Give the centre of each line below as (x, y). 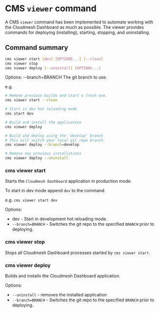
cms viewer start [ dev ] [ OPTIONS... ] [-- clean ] (54, 59)
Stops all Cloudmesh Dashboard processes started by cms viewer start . (78, 253)
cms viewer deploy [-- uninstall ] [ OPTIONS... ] (53, 68)
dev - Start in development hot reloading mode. (60, 219)
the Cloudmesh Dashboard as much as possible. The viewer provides (75, 27)
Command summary (37, 48)
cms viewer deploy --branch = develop (42, 145)
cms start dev (19, 114)
